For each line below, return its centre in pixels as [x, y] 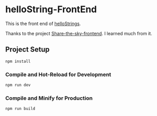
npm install [18, 61]
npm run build [20, 109]
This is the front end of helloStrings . [43, 24]
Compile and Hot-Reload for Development [58, 74]
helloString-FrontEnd [51, 9]
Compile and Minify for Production [49, 98]
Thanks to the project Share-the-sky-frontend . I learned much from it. [79, 33]
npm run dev [18, 85]
